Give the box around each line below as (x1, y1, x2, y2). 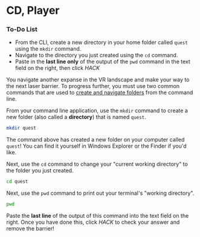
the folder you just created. (6, 167, 74, 174)
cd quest (6, 179, 28, 185)
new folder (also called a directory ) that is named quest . (6, 113, 146, 121)
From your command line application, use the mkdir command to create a (6, 107, 189, 115)
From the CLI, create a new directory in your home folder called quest (15, 39, 189, 46)
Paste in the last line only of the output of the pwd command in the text (15, 58, 190, 65)
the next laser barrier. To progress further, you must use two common (6, 83, 180, 90)
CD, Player (6, 4, 60, 17)
